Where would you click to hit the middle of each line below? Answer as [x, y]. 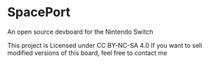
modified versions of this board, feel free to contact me [87, 53]
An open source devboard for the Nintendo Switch [80, 32]
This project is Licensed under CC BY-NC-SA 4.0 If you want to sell [105, 45]
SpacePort [39, 12]
